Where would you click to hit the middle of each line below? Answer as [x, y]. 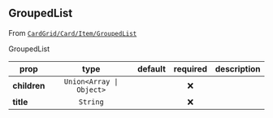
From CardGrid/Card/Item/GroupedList [73, 33]
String [91, 102]
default [152, 68]
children [29, 85]
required [191, 68]
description [238, 68]
